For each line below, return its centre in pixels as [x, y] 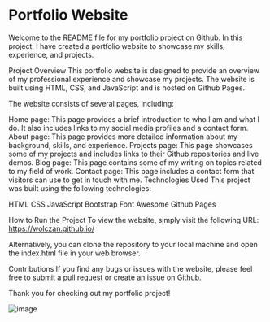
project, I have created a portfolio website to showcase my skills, [117, 46]
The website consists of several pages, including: [91, 103]
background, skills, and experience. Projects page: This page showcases [131, 145]
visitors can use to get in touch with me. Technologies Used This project [129, 180]
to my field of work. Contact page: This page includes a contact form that [131, 171]
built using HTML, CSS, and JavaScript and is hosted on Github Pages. [127, 88]
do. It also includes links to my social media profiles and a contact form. [128, 128]
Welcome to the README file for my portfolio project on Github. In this [126, 37]
